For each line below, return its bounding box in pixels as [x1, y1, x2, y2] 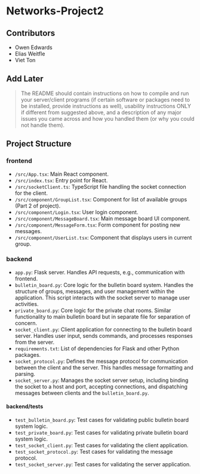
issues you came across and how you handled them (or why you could [20, 115, 195, 122]
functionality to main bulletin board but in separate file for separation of [14, 313, 191, 320]
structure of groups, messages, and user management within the [14, 288, 175, 295]
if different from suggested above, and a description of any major [20, 109, 182, 116]
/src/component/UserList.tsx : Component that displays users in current [14, 234, 192, 241]
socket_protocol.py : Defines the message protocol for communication [14, 357, 188, 365]
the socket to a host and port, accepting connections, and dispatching [14, 383, 188, 390]
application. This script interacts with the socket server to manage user [14, 294, 190, 301]
